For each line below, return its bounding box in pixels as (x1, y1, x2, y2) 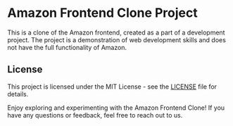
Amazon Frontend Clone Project (7, 5, 199, 21)
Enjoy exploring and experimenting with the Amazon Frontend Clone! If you (7, 103, 225, 112)
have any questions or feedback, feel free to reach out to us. (7, 111, 183, 119)
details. (7, 89, 29, 98)
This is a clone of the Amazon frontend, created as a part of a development (7, 28, 225, 37)
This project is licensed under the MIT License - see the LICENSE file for (7, 82, 217, 91)
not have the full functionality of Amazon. (7, 43, 127, 51)
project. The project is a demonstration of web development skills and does (7, 35, 227, 44)
